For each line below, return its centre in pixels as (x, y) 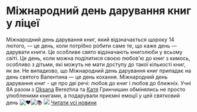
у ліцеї (23, 23)
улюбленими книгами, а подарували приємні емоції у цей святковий (93, 96)
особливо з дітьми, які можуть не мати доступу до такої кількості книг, (96, 64)
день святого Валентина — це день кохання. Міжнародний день (87, 77)
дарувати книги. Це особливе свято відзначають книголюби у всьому (94, 52)
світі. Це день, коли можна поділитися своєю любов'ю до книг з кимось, (98, 58)
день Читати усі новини (52, 102)
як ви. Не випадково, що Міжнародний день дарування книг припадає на (99, 70)
